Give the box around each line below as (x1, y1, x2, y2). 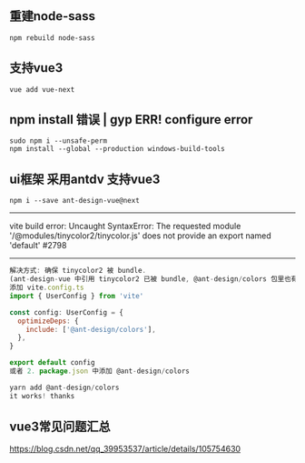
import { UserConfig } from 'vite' (9, 291, 144, 300)
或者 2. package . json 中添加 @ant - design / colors (9, 367, 191, 376)
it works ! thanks (9, 391, 75, 400)
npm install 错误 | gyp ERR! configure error (9, 112, 253, 127)
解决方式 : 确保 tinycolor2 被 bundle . (9, 267, 147, 276)
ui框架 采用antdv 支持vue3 (9, 171, 161, 186)
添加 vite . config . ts (9, 283, 84, 292)
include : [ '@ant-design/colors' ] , (25, 325, 156, 334)
